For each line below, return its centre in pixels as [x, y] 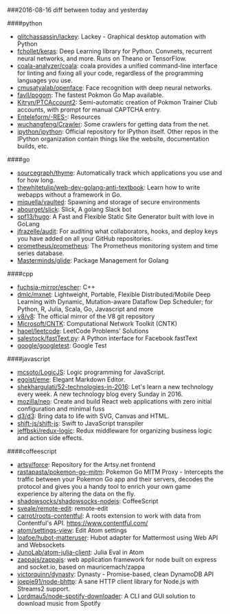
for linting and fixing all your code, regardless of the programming [110, 73]
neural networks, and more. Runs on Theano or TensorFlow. [102, 58]
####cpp [20, 274]
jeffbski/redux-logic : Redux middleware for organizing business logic [115, 430]
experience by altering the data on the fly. [76, 494]
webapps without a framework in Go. [69, 195]
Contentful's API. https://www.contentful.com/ [82, 523]
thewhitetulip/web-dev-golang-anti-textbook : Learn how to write [108, 187]
